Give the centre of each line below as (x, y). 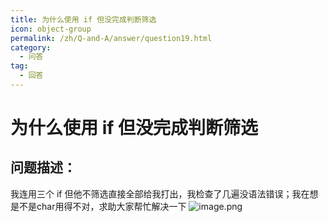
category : (31, 47)
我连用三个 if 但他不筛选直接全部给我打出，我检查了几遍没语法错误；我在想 (164, 193)
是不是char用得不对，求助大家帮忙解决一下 (98, 206)
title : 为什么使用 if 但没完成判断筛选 (83, 19)
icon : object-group (51, 29)
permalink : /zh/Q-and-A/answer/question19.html (111, 38)
